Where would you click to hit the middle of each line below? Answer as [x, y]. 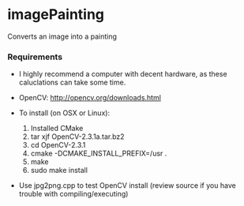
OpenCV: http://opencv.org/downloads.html [90, 98]
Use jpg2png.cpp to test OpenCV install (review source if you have [127, 185]
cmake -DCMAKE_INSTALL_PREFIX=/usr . [99, 154]
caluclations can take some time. [72, 82]
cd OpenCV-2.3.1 [58, 145]
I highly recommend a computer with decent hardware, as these [123, 74]
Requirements [35, 57]
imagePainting [56, 15]
